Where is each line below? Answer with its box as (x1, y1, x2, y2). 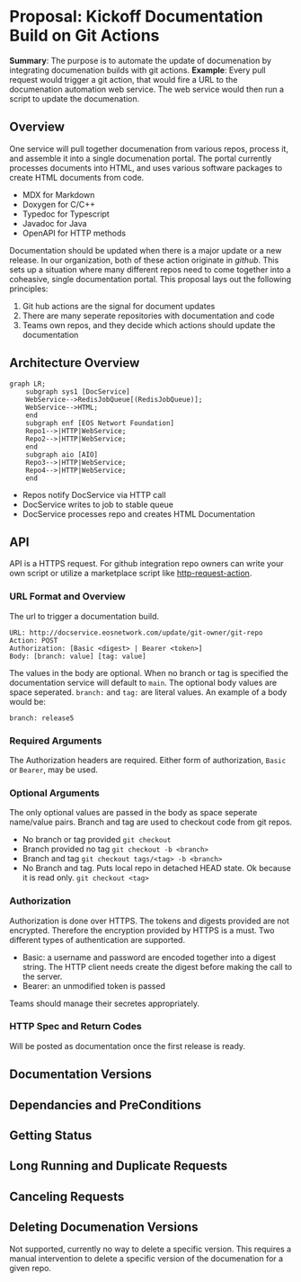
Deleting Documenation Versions (9, 1220, 199, 1235)
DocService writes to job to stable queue (22, 499, 173, 510)
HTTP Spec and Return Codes (9, 1020, 142, 1033)
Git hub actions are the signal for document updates (22, 300, 216, 311)
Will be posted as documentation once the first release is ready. (9, 1040, 245, 1051)
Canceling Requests (9, 1189, 125, 1204)
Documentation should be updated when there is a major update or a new (9, 245, 282, 255)
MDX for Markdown (22, 189, 95, 200)
